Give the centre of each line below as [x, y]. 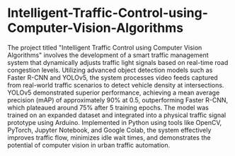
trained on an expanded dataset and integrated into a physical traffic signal [117, 115]
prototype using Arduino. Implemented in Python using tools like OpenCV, [115, 122]
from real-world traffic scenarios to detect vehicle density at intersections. [116, 85]
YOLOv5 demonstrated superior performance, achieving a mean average [114, 92]
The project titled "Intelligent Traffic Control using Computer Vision [105, 47]
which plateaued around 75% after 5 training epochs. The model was [108, 107]
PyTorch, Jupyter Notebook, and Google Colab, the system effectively [109, 130]
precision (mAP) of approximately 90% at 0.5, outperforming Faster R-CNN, [118, 100]
